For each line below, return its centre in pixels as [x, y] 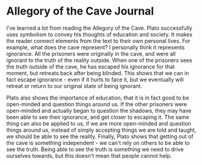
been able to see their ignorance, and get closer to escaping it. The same [98, 117]
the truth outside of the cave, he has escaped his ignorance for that [90, 66]
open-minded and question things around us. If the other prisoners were [97, 104]
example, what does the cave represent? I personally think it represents [96, 47]
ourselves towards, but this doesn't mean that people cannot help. [89, 155]
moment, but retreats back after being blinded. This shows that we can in [98, 73]
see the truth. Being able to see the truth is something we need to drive [95, 149]
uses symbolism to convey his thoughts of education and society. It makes [99, 34]
